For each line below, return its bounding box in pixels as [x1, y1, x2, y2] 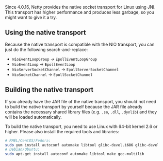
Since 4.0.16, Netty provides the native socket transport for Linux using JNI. [5, 4, 156, 10]
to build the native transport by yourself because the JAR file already [5, 104, 143, 109]
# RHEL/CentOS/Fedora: [5, 138, 51, 143]
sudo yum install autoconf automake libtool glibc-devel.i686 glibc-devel [5, 143, 160, 147]
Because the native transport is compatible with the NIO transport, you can [5, 41, 155, 47]
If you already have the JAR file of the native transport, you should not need [5, 98, 157, 104]
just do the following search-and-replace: [5, 46, 88, 53]
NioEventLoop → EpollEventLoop [12, 61, 76, 67]
